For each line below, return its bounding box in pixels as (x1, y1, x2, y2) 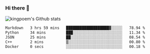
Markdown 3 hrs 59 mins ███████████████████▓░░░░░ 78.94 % (5, 25, 145, 30)
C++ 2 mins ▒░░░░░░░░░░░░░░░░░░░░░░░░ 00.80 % (5, 39, 145, 44)
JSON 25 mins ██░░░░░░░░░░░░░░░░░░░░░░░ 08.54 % (5, 35, 145, 40)
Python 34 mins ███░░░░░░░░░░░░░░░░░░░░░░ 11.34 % (5, 30, 145, 35)
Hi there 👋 (5, 4, 30, 11)
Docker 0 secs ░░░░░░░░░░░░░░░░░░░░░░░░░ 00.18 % (5, 44, 145, 49)
